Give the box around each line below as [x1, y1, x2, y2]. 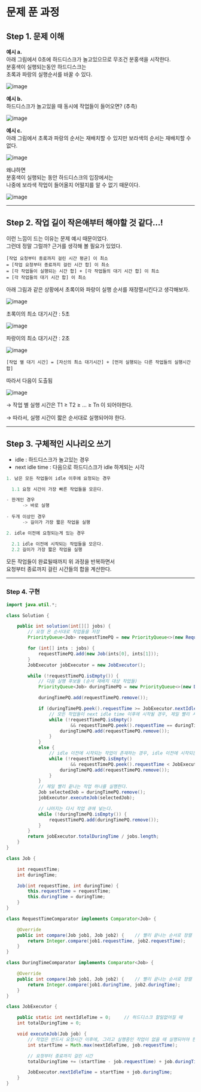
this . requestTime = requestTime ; [28, 888, 111, 894]
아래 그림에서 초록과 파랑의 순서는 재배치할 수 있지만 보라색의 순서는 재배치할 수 [6, 134, 191, 142]
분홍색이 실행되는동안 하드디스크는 [6, 64, 87, 70]
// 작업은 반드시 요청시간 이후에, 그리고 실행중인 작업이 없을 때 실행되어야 [28, 1036, 190, 1042]
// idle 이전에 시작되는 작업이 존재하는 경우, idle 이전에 [48, 750, 178, 756]
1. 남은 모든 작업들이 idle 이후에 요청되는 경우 [6, 475, 111, 482]
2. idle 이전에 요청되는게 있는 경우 [6, 530, 86, 536]
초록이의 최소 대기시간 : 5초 [6, 310, 70, 317]
